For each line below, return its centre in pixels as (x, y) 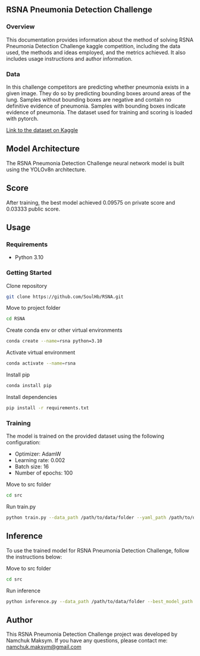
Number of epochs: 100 (44, 473)
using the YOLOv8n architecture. (46, 170)
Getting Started (29, 273)
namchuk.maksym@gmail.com (44, 647)
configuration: (23, 442)
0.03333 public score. (33, 209)
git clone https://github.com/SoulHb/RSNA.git (65, 297)
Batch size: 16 (32, 467)
